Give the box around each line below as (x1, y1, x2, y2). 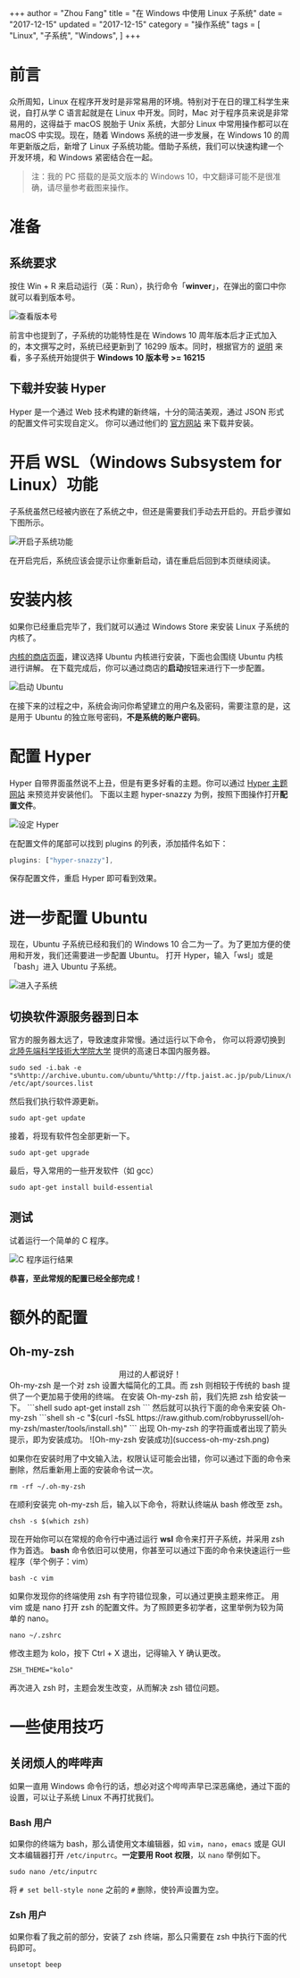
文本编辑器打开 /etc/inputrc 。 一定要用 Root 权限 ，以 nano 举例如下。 (9, 1850, 266, 1861)
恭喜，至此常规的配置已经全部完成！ (9, 1273, 143, 1284)
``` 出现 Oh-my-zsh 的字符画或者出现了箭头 (129, 1423, 287, 1433)
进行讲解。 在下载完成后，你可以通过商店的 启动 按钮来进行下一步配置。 (9, 662, 270, 673)
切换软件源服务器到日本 (9, 1009, 138, 1024)
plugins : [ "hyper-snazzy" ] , (9, 855, 114, 865)
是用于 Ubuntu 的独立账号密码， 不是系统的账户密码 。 (9, 711, 205, 722)
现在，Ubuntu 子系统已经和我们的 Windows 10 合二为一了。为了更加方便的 (9, 938, 283, 950)
